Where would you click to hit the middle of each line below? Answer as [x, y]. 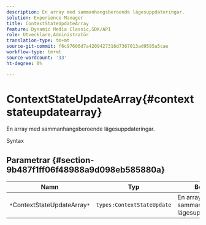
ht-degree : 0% [25, 63]
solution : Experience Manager [45, 18]
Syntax [15, 141]
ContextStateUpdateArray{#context [100, 99]
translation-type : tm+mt [38, 40]
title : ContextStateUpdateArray [48, 23]
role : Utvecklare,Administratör [48, 35]
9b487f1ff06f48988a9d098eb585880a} [86, 170]
